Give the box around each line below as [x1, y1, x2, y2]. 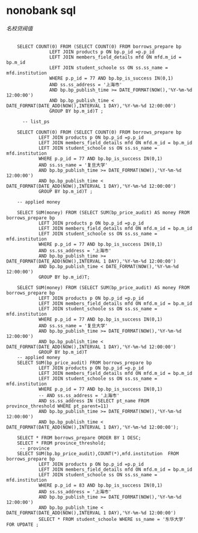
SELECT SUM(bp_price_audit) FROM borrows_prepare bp [17, 360, 152, 366]
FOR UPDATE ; [6, 522, 39, 528]
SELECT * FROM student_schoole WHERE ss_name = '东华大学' [38, 517, 187, 523]
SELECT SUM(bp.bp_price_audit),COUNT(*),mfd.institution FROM [17, 451, 179, 457]
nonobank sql [6, 4, 76, 18]
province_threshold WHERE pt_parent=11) [6, 403, 110, 409]
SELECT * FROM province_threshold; [17, 440, 107, 447]
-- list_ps [22, 119, 50, 125]
